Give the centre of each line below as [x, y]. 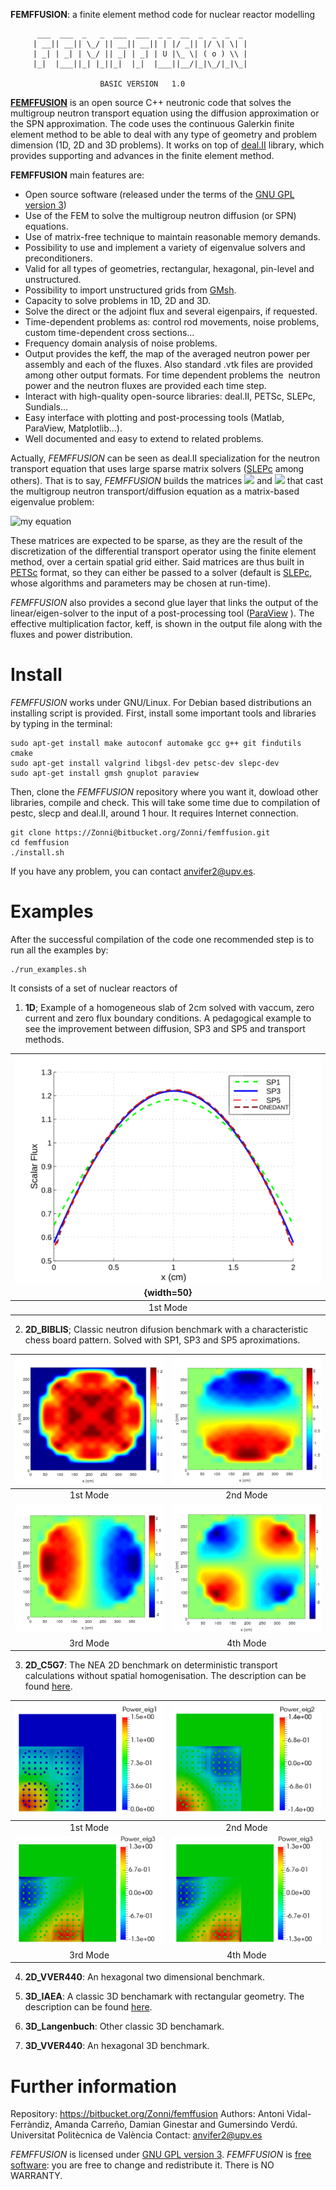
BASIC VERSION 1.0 [142, 84]
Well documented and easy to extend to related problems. [144, 438]
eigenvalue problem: [52, 502]
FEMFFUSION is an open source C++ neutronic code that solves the [151, 102]
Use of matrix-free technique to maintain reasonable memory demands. [172, 237]
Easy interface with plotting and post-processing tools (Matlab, [154, 417]
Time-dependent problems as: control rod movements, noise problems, [172, 322]
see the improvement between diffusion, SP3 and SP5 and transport [165, 1028]
